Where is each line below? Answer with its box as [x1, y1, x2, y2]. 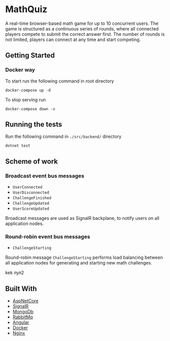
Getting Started [5, 51, 55, 60]
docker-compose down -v [5, 106, 56, 111]
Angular [12, 319, 29, 325]
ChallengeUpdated [12, 201, 50, 206]
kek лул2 [5, 270, 24, 276]
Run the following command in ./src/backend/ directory [5, 133, 121, 140]
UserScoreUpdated [12, 206, 50, 211]
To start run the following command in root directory [5, 78, 114, 84]
